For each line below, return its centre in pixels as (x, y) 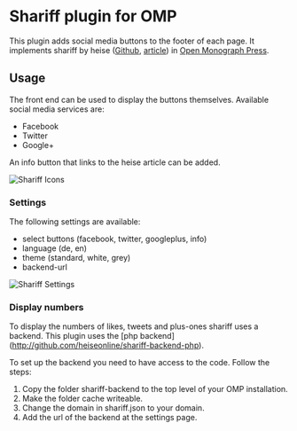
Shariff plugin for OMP (93, 16)
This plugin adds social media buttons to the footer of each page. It (132, 41)
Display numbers (47, 307)
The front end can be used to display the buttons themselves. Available (139, 99)
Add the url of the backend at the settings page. (109, 418)
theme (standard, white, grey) (76, 258)
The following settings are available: (75, 222)
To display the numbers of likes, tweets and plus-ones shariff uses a (134, 326)
